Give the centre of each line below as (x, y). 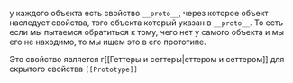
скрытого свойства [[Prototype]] (73, 69)
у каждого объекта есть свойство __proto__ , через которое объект (139, 13)
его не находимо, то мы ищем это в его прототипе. (108, 41)
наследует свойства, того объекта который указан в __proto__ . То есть (146, 23)
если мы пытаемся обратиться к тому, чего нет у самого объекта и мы (147, 32)
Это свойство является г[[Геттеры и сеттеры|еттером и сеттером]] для (147, 59)
